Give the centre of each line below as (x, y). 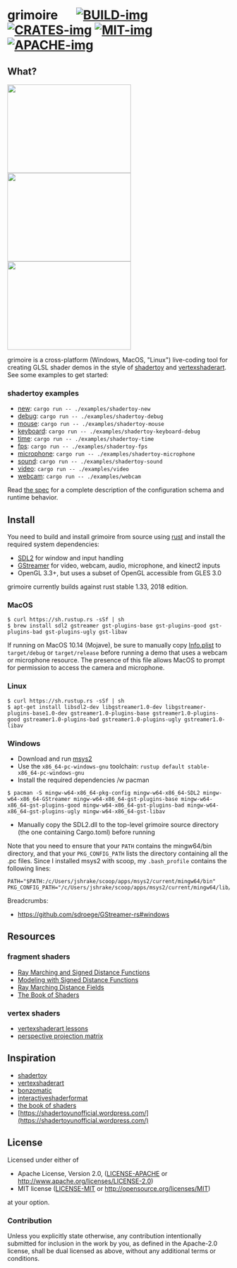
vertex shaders (34, 1013)
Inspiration (32, 1058)
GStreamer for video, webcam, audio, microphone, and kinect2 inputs (119, 565)
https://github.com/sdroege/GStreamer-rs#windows (93, 914)
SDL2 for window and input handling (71, 558)
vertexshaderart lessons (53, 1028)
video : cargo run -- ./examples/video (73, 469)
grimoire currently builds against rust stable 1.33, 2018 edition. (98, 587)
